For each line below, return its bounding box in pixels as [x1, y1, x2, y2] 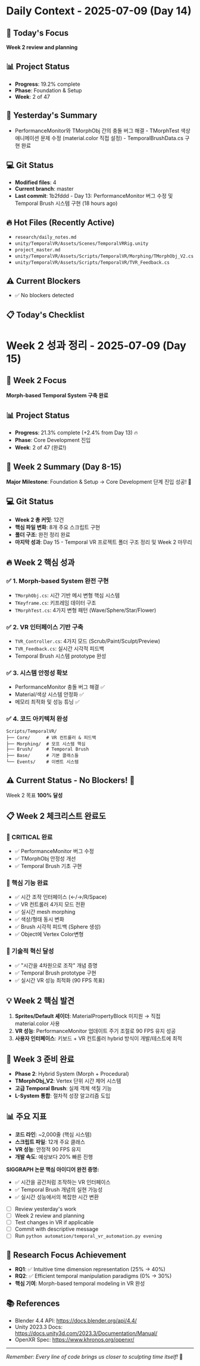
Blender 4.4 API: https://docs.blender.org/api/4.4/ [14, 1317, 137, 1324]
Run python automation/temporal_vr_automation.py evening [14, 1232, 162, 1240]
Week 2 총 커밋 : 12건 [14, 516, 64, 523]
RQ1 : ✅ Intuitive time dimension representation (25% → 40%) [14, 1266, 165, 1273]
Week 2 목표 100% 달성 [6, 792, 63, 799]
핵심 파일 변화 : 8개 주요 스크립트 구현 [14, 523, 101, 531]
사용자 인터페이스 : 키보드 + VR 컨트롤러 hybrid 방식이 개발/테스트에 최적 [14, 1035, 183, 1042]
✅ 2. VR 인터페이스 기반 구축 [6, 623, 83, 631]
